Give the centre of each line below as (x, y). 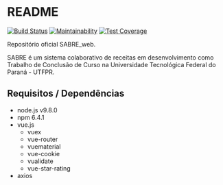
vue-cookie (44, 153)
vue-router (43, 139)
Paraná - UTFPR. (31, 72)
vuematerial (44, 146)
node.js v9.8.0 (37, 110)
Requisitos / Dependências (66, 94)
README (33, 12)
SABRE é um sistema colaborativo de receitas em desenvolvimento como (110, 57)
